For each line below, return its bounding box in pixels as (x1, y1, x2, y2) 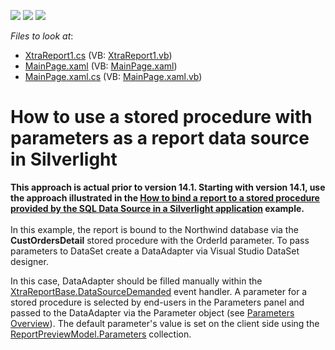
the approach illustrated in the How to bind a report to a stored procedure (10, 191, 320, 204)
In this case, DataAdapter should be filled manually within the (10, 275, 263, 287)
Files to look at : (10, 30, 74, 42)
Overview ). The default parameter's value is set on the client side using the (10, 317, 320, 329)
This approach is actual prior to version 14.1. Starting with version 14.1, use (10, 181, 326, 193)
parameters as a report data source (10, 127, 310, 150)
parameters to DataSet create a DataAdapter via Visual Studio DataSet (10, 245, 300, 257)
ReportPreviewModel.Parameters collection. (10, 328, 192, 340)
